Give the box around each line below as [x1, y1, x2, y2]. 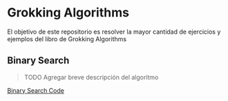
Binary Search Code [7, 86, 64, 94]
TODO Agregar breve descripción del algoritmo [23, 73, 159, 81]
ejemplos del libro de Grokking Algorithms [7, 34, 126, 43]
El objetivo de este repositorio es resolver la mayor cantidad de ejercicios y [7, 27, 221, 36]
